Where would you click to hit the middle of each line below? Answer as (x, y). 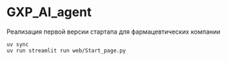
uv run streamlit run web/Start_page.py (67, 50)
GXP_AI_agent (49, 12)
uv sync (18, 44)
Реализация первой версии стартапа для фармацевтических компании (113, 32)
